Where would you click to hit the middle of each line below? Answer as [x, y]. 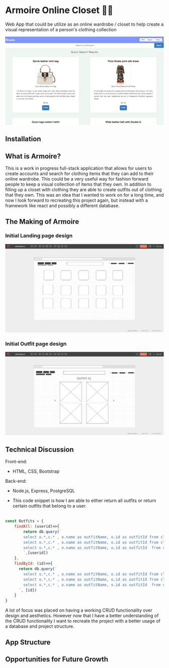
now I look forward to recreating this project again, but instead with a [77, 200]
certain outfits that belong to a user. [50, 506]
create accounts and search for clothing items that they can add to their [79, 174]
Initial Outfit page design [36, 344]
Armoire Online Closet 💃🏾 [59, 10]
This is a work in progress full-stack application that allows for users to [79, 169]
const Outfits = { [24, 521]
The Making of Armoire [42, 222]
